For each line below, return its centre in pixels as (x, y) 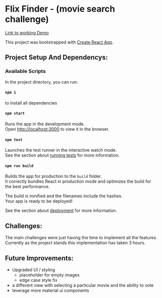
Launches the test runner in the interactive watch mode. (61, 150)
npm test (14, 140)
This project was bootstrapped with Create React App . (59, 42)
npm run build (19, 166)
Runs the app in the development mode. (45, 124)
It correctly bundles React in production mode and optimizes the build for (78, 181)
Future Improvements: (39, 258)
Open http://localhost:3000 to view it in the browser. (57, 129)
